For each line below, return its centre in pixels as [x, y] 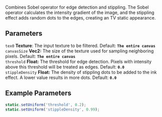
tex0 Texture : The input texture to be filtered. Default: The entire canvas [80, 45]
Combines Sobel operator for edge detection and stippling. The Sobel [77, 7]
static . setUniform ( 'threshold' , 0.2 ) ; [46, 104]
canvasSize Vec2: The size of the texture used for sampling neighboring [79, 51]
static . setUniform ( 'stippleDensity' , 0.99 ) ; [52, 109]
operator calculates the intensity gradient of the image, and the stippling [80, 12]
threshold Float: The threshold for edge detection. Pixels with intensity [78, 61]
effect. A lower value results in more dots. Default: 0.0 [61, 77]
